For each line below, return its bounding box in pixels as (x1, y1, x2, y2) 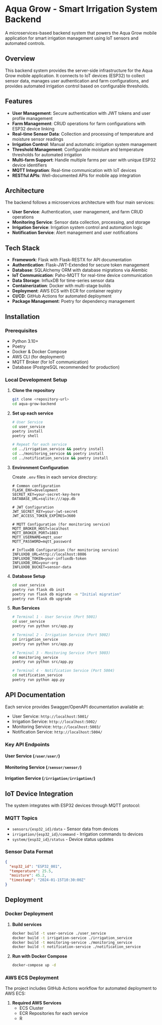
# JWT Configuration (12, 504, 54, 510)
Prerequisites (5, 327, 37, 334)
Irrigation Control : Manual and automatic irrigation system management (12, 141, 157, 147)
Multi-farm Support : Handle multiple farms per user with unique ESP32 (12, 157, 156, 163)
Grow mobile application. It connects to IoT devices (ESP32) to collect (5, 72, 145, 79)
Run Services (12, 605, 40, 611)
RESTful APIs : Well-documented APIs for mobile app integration (12, 172, 141, 178)
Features (5, 97, 33, 105)
